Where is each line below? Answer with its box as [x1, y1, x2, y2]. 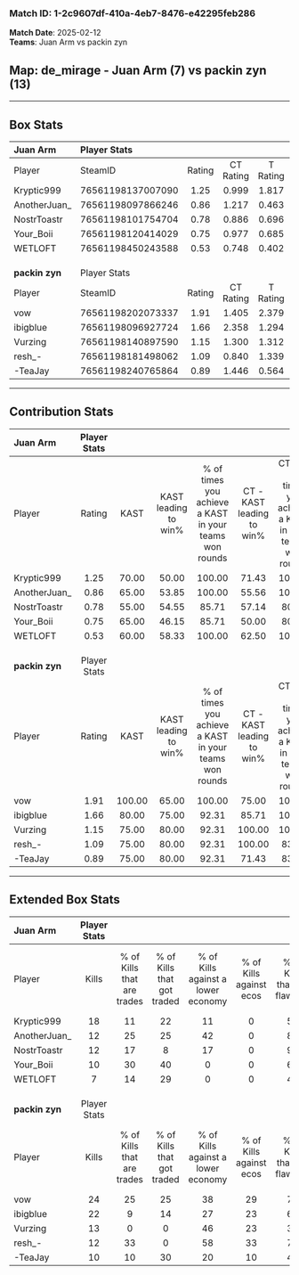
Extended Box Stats [9, 892, 120, 907]
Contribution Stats [9, 405, 114, 420]
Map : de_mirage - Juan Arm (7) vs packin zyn [9, 62, 267, 78]
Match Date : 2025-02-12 [9, 28, 101, 38]
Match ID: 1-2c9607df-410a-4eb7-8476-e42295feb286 [9, 7, 256, 20]
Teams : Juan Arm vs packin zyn [9, 37, 128, 47]
